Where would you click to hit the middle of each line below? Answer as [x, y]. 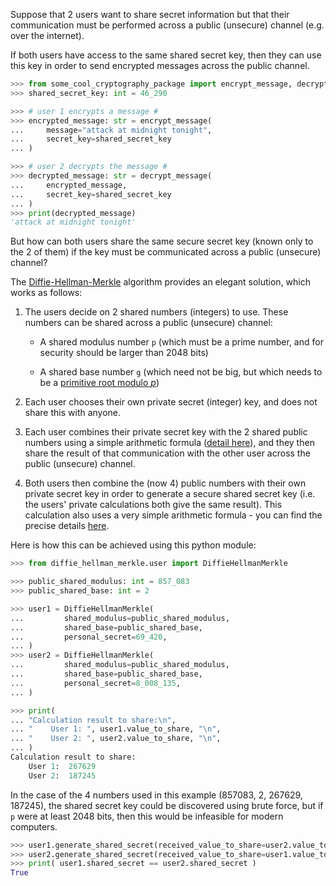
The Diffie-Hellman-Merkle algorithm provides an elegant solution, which [161, 282]
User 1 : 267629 [62, 766]
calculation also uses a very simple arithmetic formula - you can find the [173, 515]
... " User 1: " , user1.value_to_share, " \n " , [116, 729]
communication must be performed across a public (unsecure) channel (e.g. [167, 25]
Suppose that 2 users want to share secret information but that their [150, 14]
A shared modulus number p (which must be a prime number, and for [181, 342]
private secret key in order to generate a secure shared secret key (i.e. [170, 494]
